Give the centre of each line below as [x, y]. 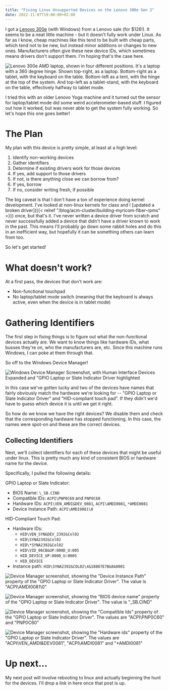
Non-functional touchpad [39, 291]
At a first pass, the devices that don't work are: [54, 282]
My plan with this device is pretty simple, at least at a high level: [71, 148]
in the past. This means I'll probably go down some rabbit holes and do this [83, 226]
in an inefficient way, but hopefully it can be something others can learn [80, 232]
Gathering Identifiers [50, 323]
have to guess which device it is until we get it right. [59, 404]
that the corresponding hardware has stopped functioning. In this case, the [83, 419]
